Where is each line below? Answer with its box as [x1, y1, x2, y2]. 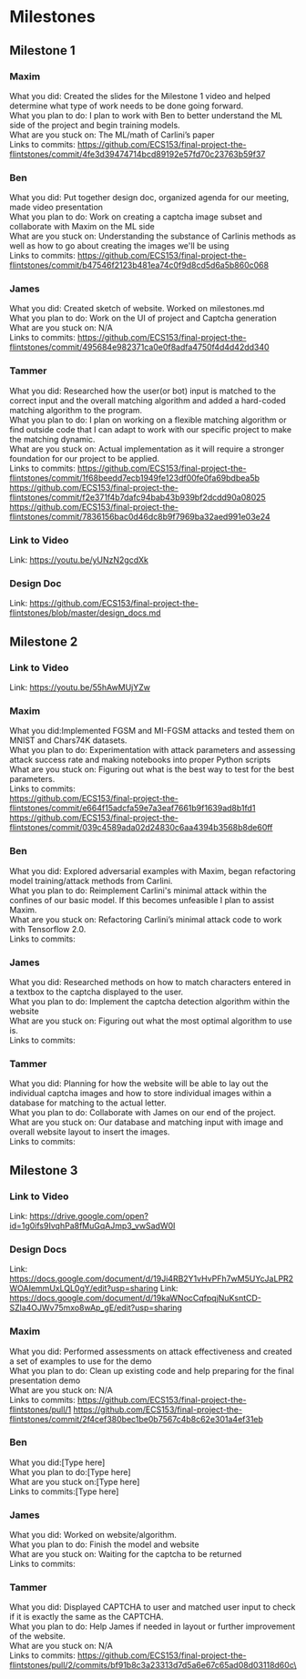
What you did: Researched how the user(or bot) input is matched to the [9, 385, 276, 396]
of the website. [9, 1631, 66, 1642]
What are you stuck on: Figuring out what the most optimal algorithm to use [9, 1015, 293, 1026]
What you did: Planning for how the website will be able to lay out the [9, 1078, 269, 1089]
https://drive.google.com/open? [29, 1210, 148, 1221]
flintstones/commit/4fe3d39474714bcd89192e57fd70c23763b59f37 [9, 148, 266, 159]
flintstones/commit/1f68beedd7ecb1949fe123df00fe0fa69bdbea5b [9, 472, 260, 483]
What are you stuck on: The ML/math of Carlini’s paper [9, 129, 216, 140]
